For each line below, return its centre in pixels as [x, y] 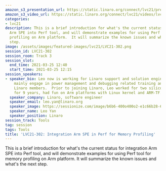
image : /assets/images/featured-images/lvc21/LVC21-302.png [68, 47]
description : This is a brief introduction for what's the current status [84, 28]
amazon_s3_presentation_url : [35, 10]
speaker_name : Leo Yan [33, 111]
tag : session [19, 125]
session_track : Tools [27, 120]
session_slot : [20, 60]
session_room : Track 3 [28, 56]
